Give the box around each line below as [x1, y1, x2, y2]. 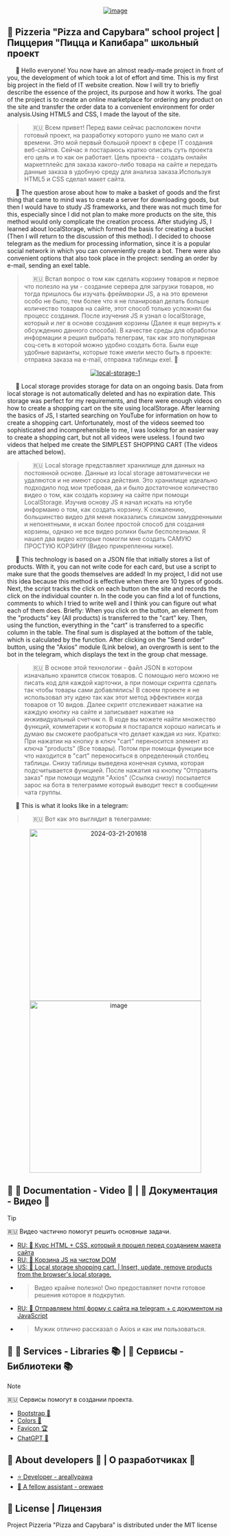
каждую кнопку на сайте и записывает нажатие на [23, 707, 174, 716]
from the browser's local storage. [16, 1270, 112, 1278]
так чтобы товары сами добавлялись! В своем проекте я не [23, 685, 200, 694]
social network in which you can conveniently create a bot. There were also [7, 246, 221, 254]
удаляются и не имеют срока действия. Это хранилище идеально [23, 476, 218, 484]
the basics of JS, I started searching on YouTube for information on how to [7, 411, 218, 419]
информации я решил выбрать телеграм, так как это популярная [23, 333, 216, 342]
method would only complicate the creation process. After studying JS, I [7, 217, 211, 226]
